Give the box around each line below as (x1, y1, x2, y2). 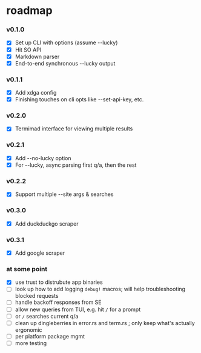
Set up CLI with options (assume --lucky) (15, 39, 118, 46)
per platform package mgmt (15, 332, 85, 340)
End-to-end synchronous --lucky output (15, 59, 116, 67)
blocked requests (15, 292, 59, 300)
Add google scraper (15, 249, 65, 257)
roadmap (6, 4, 53, 18)
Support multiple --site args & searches (15, 190, 114, 198)
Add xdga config (15, 89, 57, 96)
